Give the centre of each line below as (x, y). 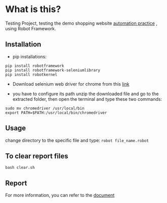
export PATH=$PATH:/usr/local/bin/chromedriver (56, 113)
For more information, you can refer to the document (60, 195)
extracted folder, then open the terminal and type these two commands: (87, 99)
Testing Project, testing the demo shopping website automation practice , (81, 23)
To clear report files (37, 156)
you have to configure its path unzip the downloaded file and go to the (86, 94)
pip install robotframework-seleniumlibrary (53, 70)
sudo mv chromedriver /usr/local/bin (45, 108)
